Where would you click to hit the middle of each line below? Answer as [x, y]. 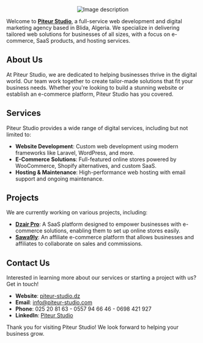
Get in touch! [23, 284]
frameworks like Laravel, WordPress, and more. [75, 153]
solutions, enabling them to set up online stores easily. [112, 231]
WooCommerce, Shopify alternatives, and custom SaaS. [86, 165]
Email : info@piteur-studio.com [54, 303]
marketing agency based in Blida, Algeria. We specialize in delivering [93, 28]
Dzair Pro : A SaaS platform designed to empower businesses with [98, 224]
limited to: [19, 134]
